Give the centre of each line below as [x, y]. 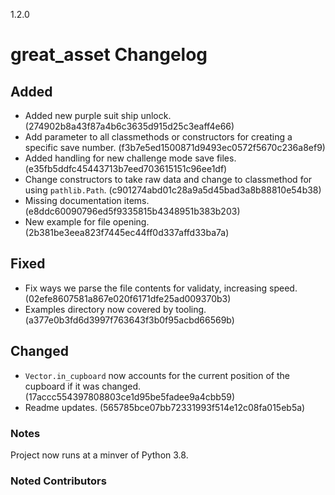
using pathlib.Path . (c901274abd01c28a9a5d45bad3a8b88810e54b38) [173, 190]
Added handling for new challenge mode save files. [130, 158]
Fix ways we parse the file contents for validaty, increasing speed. [161, 288]
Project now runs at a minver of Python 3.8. [99, 455]
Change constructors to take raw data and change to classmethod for [168, 179]
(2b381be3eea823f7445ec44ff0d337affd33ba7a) [127, 232]
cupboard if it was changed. [82, 386]
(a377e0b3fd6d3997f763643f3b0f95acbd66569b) [129, 320]
